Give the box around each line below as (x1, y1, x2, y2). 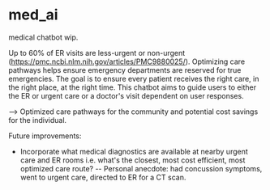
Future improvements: (8, 131, 82, 141)
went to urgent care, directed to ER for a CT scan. (19, 172, 186, 182)
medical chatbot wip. (8, 32, 79, 42)
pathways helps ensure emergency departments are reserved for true (8, 65, 242, 74)
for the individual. (8, 115, 67, 125)
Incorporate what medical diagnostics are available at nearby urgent (19, 146, 249, 156)
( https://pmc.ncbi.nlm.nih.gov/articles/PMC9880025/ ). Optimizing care (8, 57, 246, 66)
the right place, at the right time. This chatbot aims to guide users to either (8, 82, 257, 92)
